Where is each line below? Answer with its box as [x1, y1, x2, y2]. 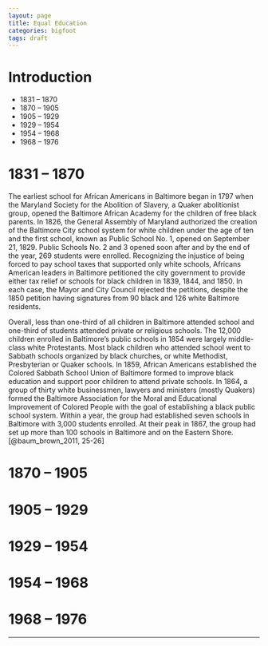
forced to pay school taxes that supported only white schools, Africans [8, 260, 242, 269]
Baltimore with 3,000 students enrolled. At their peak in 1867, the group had [8, 419, 256, 429]
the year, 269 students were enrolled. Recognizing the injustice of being [8, 251, 245, 260]
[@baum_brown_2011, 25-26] [8, 436, 105, 446]
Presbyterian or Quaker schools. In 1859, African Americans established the [8, 360, 257, 370]
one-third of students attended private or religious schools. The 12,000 [8, 326, 242, 335]
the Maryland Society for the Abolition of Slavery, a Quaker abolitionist [8, 200, 239, 210]
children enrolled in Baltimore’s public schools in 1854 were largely [8, 335, 227, 344]
